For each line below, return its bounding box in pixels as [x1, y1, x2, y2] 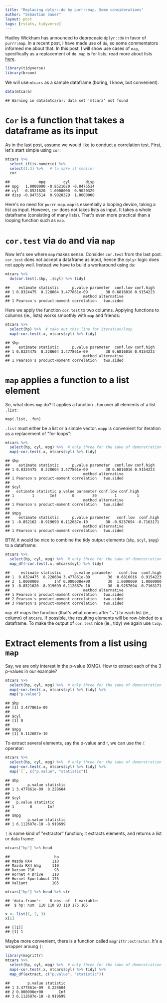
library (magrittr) [5, 953, 43, 958]
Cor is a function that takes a [5, 115, 125, 126]
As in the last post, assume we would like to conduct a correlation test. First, [5, 142, 162, 148]
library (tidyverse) [5, 66, 46, 71]
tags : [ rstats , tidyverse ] [5, 21, 61, 26]
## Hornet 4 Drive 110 [5, 872, 59, 877]
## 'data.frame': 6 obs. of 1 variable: [5, 898, 99, 903]
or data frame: [5, 835, 35, 841]
